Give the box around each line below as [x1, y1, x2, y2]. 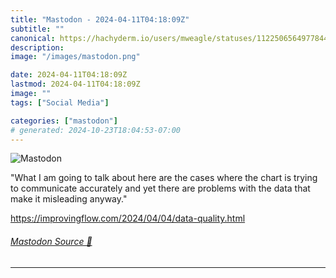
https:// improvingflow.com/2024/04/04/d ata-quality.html [10, 212, 246, 225]
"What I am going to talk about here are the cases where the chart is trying [10, 172, 318, 184]
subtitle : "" [10, 24, 65, 34]
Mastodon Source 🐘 [10, 235, 93, 247]
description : [10, 42, 65, 53]
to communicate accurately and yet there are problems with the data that [10, 182, 311, 195]
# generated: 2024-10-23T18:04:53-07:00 [10, 125, 182, 135]
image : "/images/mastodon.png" [10, 52, 141, 62]
